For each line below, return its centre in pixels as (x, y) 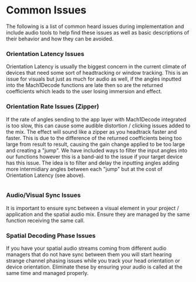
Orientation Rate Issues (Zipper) (53, 107)
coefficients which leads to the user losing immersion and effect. (84, 92)
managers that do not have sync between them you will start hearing (89, 255)
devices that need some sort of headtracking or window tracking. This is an (97, 73)
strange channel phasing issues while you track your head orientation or (93, 261)
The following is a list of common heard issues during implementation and (95, 26)
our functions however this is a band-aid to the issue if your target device (94, 156)
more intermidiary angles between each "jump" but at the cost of (84, 169)
